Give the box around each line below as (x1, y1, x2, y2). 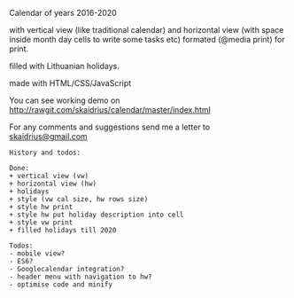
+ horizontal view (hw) (9, 179, 97, 188)
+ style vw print (9, 218, 73, 227)
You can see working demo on (9, 95, 120, 106)
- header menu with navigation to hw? (9, 272, 152, 281)
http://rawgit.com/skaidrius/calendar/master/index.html (9, 105, 211, 114)
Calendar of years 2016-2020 (9, 8, 117, 18)
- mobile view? (9, 249, 66, 258)
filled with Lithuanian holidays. (9, 61, 120, 71)
